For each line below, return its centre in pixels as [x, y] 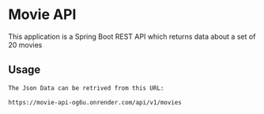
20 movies [25, 44]
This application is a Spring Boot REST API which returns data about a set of [132, 36]
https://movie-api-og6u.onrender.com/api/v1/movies [95, 102]
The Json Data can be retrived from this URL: [86, 88]
